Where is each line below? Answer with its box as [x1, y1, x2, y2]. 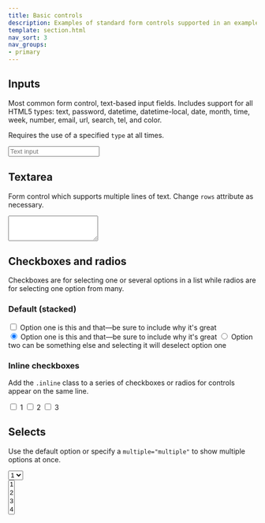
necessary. [8, 200, 45, 209]
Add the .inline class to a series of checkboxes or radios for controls [8, 378, 235, 387]
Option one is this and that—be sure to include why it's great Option [20, 332, 254, 342]
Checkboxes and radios [8, 255, 127, 268]
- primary [8, 48, 41, 56]
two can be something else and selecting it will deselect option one [8, 340, 227, 349]
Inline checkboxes [8, 360, 80, 371]
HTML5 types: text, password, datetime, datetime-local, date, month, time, [8, 106, 250, 116]
